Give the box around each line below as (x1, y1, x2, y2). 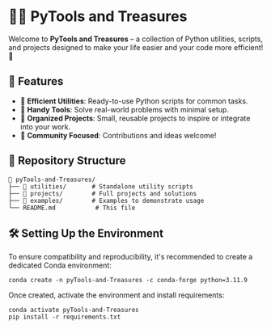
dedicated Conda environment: (8, 260, 112, 270)
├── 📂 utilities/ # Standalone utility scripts (8, 182, 194, 191)
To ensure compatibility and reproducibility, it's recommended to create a (8, 252, 253, 262)
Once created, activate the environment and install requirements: (8, 290, 225, 300)
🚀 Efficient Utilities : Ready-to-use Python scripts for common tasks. (19, 96, 248, 106)
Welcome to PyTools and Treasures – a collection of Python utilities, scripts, (8, 34, 263, 44)
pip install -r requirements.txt (8, 313, 121, 322)
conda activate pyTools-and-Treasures (8, 306, 139, 314)
